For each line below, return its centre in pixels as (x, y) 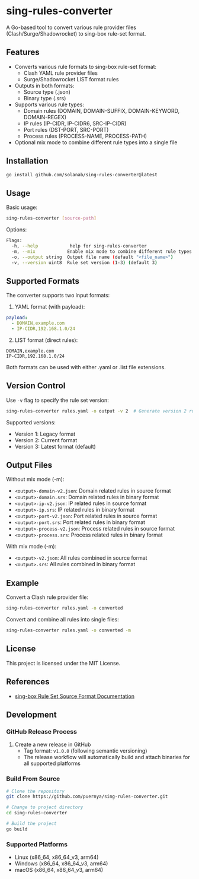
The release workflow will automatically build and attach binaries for (107, 757)
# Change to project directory (45, 807)
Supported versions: (31, 422)
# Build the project (32, 824)
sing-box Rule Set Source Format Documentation (75, 696)
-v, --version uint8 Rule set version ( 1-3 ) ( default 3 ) (85, 262)
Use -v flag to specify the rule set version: (57, 400)
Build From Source (33, 779)
